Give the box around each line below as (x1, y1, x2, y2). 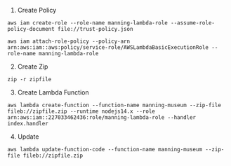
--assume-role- (171, 20, 216, 27)
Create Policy (17, 6, 57, 14)
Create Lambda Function (17, 88, 89, 97)
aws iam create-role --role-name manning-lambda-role (7, 20, 169, 27)
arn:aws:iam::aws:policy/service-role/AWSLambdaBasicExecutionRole (7, 44, 209, 51)
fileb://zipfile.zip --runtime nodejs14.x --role (7, 108, 156, 115)
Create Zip (17, 62, 48, 71)
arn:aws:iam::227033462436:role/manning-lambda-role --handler (7, 114, 197, 121)
